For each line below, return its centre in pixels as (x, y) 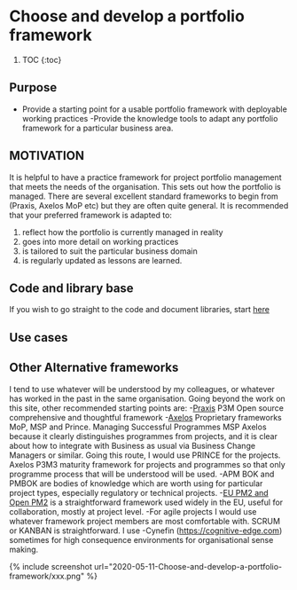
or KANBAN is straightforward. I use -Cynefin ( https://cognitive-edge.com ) (146, 531)
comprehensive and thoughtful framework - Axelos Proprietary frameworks (145, 417)
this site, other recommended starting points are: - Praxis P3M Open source (146, 408)
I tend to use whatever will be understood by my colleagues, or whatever (142, 389)
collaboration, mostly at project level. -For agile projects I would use (133, 511)
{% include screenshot (51, 566)
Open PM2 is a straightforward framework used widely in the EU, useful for (146, 502)
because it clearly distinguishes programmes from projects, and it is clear (143, 436)
